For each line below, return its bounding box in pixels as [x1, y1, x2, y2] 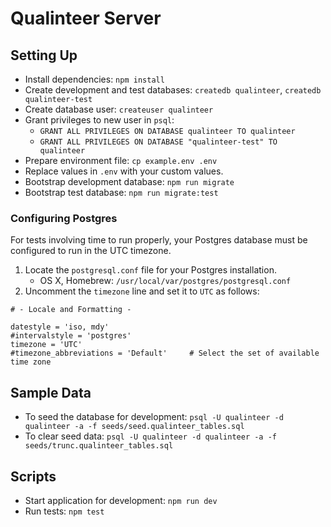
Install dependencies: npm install [24, 73, 165, 85]
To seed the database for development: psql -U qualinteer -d [24, 411, 284, 423]
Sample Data [10, 384, 92, 401]
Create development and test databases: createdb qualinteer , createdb [24, 84, 322, 96]
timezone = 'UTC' [10, 340, 83, 350]
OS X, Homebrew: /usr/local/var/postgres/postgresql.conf [39, 275, 292, 287]
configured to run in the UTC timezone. [10, 245, 172, 257]
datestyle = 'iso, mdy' [10, 322, 110, 332]
